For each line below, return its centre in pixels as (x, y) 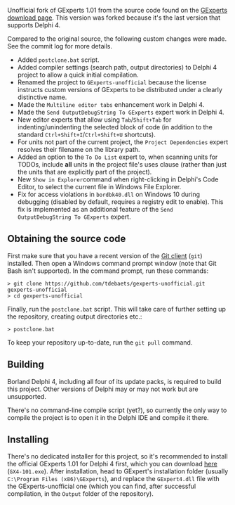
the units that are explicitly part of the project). (85, 172)
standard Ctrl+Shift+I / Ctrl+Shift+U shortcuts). (86, 134)
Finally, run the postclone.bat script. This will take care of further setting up (117, 309)
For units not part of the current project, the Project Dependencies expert (123, 142)
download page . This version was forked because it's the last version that (114, 18)
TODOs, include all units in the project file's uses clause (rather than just (122, 164)
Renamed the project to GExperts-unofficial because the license (112, 82)
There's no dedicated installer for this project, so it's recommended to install (117, 456)
